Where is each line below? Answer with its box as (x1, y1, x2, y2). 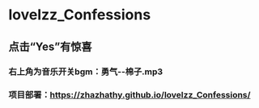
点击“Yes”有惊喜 (8, 39, 92, 53)
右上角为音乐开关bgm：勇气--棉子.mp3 (8, 66, 163, 77)
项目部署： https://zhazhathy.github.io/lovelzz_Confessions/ (8, 89, 251, 101)
